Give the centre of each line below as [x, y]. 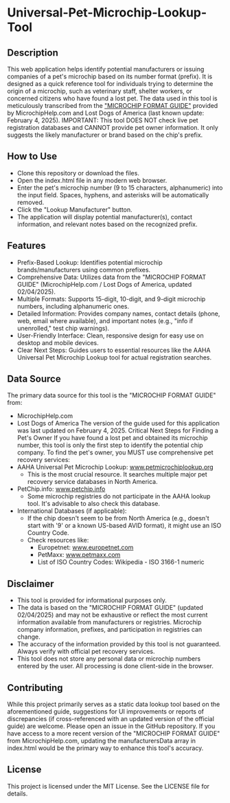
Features [26, 246]
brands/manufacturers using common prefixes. [84, 269]
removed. [31, 202]
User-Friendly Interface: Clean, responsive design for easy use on [110, 335]
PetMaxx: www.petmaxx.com [79, 555]
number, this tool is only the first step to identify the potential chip [110, 445]
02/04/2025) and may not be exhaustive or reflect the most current [112, 615]
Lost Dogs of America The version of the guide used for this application [118, 423]
